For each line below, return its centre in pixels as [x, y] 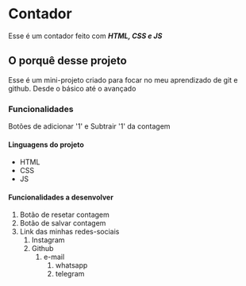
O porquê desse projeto [67, 61]
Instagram [48, 240]
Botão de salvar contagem [63, 223]
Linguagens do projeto [46, 145]
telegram [70, 274]
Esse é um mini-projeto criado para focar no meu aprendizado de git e [123, 79]
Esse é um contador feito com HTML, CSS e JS [85, 36]
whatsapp [71, 265]
